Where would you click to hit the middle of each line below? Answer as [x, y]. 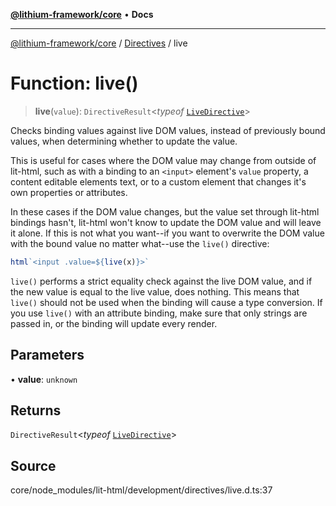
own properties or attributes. [69, 192]
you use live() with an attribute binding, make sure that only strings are [159, 313]
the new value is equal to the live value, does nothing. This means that [155, 291]
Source [33, 465]
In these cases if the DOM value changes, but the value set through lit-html [165, 211]
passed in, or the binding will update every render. [114, 323]
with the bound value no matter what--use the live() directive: [140, 243]
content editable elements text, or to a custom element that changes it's [158, 181]
